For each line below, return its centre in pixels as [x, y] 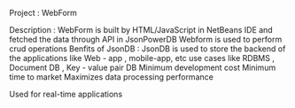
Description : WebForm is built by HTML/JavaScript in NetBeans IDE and [141, 30]
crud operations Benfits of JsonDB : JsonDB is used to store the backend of [147, 49]
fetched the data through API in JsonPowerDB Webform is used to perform [146, 39]
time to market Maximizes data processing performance [112, 77]
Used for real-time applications [66, 94]
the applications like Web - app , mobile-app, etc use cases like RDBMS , [142, 58]
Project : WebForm [43, 13]
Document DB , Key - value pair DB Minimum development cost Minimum [143, 67]
